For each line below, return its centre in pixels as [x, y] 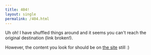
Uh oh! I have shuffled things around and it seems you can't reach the [76, 33]
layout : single [21, 14]
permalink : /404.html [27, 19]
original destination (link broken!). [39, 38]
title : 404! [17, 10]
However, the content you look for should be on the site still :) [67, 48]
